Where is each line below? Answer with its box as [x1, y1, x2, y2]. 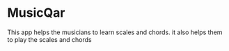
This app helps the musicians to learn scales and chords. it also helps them [7, 28, 223, 36]
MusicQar [7, 5, 65, 21]
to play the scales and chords [7, 35, 92, 43]
